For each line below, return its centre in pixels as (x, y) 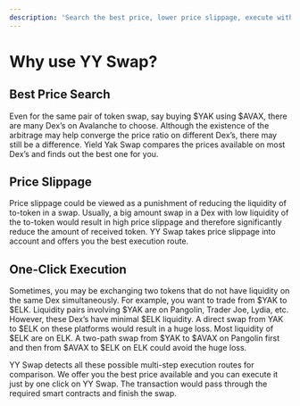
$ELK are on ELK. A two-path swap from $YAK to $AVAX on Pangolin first (145, 338)
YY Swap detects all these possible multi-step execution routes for (132, 365)
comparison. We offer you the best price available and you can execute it (144, 375)
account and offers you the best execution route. (99, 241)
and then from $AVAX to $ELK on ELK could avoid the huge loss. (128, 348)
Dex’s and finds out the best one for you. (84, 153)
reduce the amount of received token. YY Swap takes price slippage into (142, 232)
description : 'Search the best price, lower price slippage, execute (142, 17)
